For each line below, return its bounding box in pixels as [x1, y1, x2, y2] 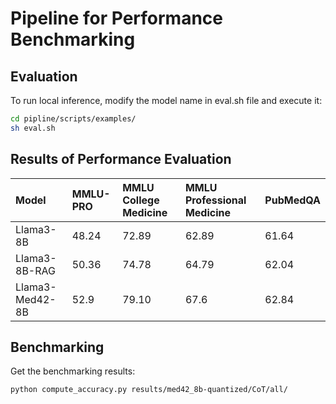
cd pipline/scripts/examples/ [10, 114, 137, 124]
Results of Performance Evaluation [10, 151, 232, 168]
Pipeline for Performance [10, 7, 223, 30]
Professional [184, 193, 247, 207]
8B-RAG [15, 263, 56, 277]
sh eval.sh [10, 123, 56, 133]
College [122, 193, 160, 207]
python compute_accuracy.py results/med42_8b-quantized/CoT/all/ [10, 385, 288, 395]
